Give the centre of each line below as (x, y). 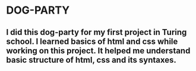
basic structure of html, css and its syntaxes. (91, 60)
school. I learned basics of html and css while (92, 41)
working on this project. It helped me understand (98, 51)
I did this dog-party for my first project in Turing (97, 32)
